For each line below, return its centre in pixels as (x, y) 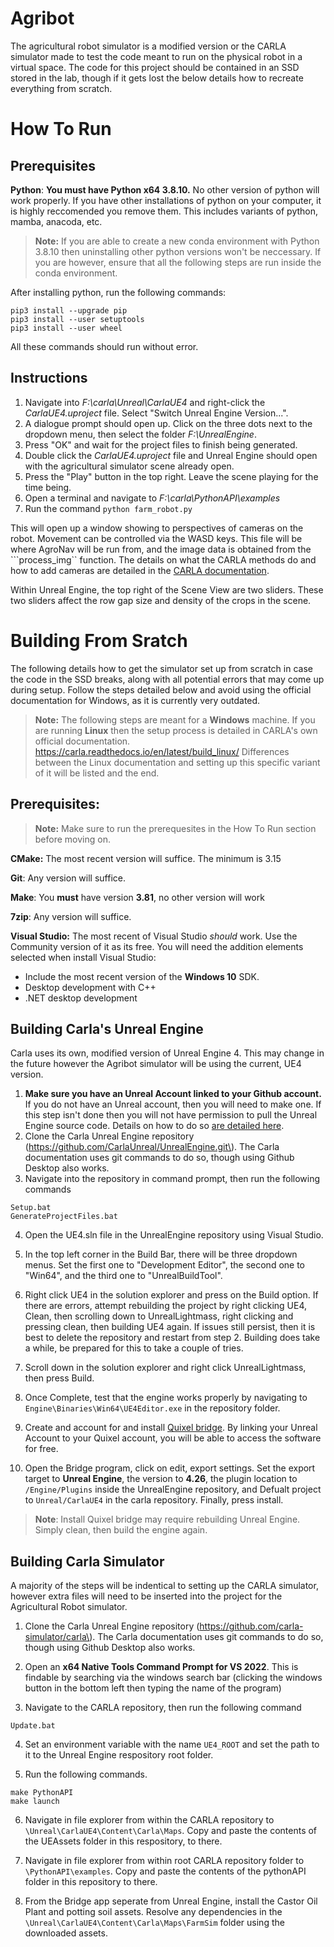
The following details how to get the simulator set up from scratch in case (161, 668)
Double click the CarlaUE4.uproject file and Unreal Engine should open (171, 455)
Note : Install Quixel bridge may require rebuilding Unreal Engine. (167, 1519)
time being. (48, 487)
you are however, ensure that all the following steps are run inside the (178, 262)
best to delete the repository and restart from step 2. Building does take (172, 1338)
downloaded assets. (66, 1933)
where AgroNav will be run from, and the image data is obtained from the (161, 549)
